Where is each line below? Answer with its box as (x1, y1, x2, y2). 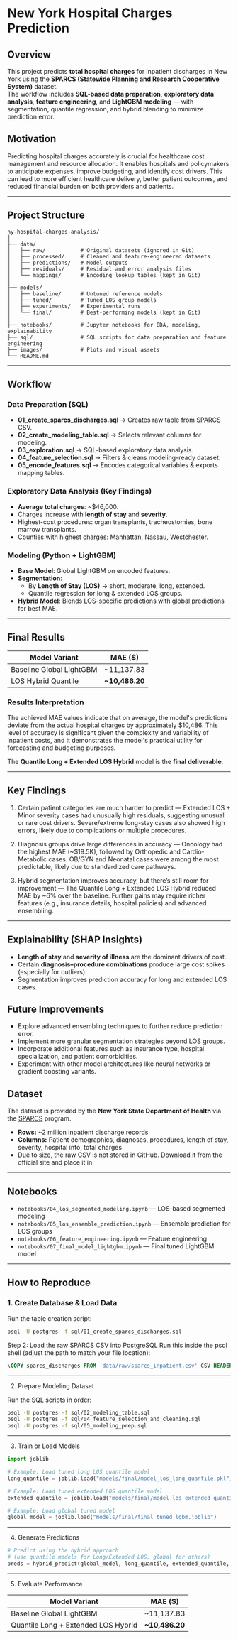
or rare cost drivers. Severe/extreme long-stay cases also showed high (17, 818, 225, 827)
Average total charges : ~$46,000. (17, 502, 119, 511)
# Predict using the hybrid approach (7, 1547, 119, 1554)
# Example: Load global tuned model (7, 1507, 115, 1514)
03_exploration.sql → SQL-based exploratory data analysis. (17, 446, 194, 454)
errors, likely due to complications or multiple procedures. (17, 826, 187, 834)
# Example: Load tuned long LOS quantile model (7, 1469, 151, 1476)
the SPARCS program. (7, 1114, 72, 1123)
